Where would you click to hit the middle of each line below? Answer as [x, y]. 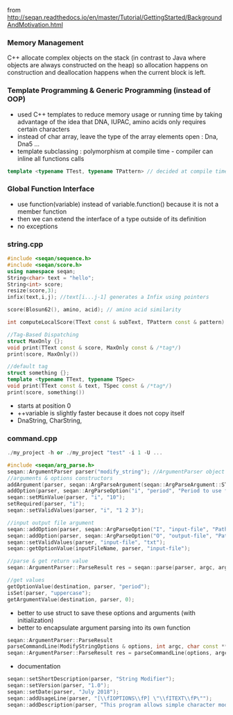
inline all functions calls [51, 158]
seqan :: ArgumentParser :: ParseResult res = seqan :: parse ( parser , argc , [111, 568]
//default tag [28, 367]
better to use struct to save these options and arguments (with [106, 612]
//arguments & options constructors [60, 478]
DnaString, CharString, [50, 420]
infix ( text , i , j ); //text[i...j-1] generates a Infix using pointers [108, 298]
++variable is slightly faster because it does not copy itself [101, 413]
